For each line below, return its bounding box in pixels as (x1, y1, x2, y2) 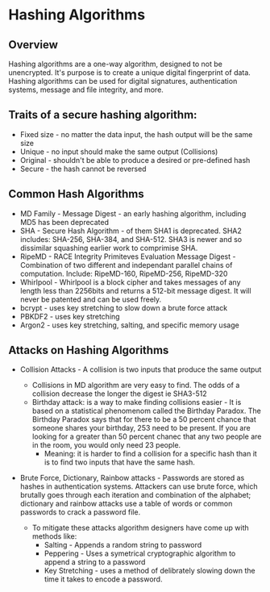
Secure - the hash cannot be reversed (19, 164, 147, 173)
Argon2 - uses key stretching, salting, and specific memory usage (19, 320, 239, 330)
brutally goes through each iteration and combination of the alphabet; (19, 490, 251, 500)
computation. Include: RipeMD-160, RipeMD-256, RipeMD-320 (19, 269, 228, 278)
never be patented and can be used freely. (19, 294, 162, 304)
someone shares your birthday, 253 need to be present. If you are (31, 423, 251, 433)
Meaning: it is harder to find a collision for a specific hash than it (44, 449, 258, 459)
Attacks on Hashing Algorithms (8, 344, 169, 357)
